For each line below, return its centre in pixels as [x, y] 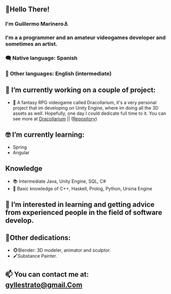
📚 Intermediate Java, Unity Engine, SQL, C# [59, 181]
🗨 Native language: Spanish [41, 58]
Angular [21, 152]
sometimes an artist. [31, 44]
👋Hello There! [28, 9]
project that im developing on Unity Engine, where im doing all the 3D [86, 108]
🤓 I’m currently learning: [45, 135]
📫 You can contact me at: [47, 274]
